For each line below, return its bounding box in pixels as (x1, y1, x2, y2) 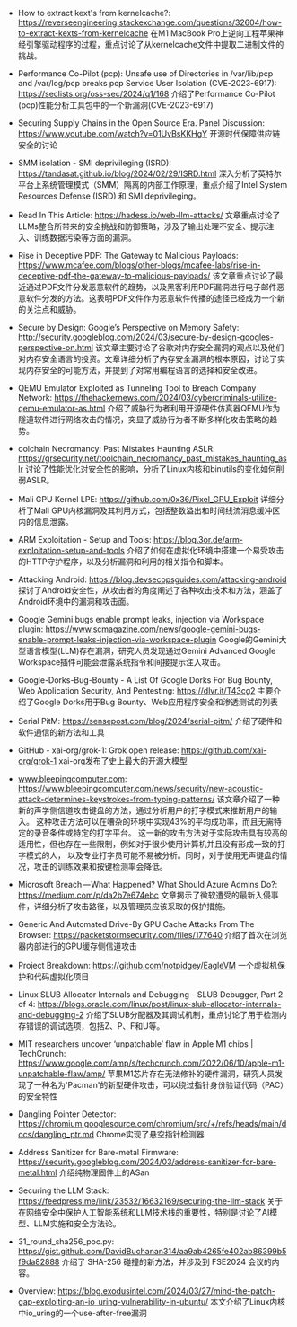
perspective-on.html (17, 342, 94, 353)
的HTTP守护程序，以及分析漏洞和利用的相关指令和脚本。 (17, 556, 229, 567)
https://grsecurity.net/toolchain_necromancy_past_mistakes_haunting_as (17, 453, 287, 464)
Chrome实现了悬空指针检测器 (95, 1129, 205, 1139)
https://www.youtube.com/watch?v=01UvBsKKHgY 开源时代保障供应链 (17, 128, 281, 138)
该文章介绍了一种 (216, 794, 281, 804)
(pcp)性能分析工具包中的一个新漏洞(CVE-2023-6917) (17, 100, 214, 111)
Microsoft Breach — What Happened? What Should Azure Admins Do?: (17, 880, 278, 889)
